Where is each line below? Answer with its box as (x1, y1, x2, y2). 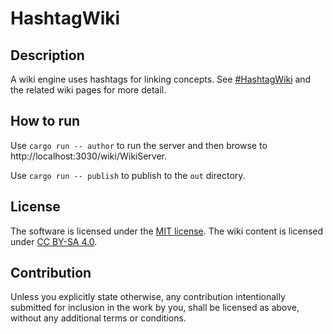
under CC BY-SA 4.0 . (10, 235, 98, 247)
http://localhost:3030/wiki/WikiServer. (10, 150, 168, 162)
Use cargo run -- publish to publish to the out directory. (10, 169, 246, 181)
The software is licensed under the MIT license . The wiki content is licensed (10, 225, 324, 237)
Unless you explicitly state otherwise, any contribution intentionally (10, 291, 286, 303)
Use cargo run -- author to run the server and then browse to (10, 139, 268, 151)
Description (10, 47, 85, 64)
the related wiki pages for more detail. (10, 84, 167, 96)
